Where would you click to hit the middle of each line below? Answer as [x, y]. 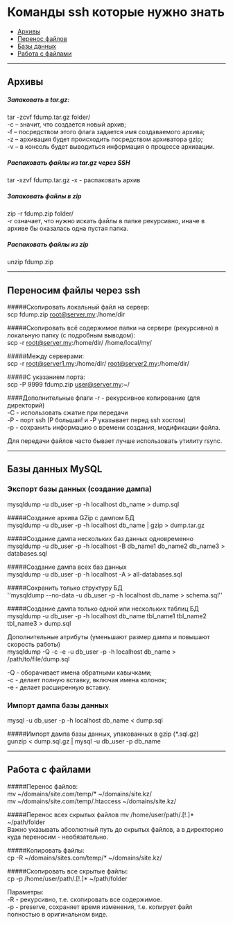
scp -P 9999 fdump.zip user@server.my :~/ [69, 385]
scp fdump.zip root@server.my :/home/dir [66, 314]
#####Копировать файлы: [46, 850]
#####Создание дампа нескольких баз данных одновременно [101, 538]
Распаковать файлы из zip [48, 244]
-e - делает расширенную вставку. [59, 687]
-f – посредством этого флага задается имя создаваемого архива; [106, 132]
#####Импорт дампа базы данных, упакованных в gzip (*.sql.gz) [103, 734]
